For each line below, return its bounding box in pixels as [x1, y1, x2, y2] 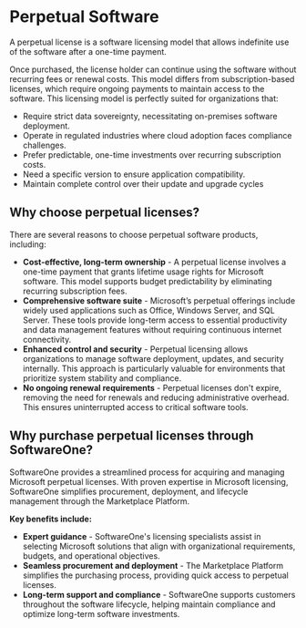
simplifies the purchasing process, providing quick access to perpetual [22, 570, 289, 581]
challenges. [22, 139, 66, 150]
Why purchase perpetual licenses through [9, 428, 254, 444]
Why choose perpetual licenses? [9, 205, 200, 221]
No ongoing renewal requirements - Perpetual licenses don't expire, [22, 382, 282, 393]
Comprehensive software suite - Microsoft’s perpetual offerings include [22, 294, 296, 306]
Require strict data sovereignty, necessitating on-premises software [22, 110, 278, 121]
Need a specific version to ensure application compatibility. [22, 169, 246, 180]
